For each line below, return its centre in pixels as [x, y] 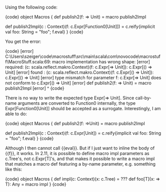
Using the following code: [31, 7]
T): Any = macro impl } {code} [36, 184]
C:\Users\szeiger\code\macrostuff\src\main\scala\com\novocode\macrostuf [83, 56]
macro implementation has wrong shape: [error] [101, 62]
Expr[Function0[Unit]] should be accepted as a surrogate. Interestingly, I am [83, 108]
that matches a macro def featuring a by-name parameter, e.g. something [80, 164]
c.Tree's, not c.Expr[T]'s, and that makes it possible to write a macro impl [80, 159]
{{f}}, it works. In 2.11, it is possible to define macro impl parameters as [77, 153]
